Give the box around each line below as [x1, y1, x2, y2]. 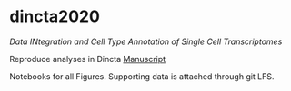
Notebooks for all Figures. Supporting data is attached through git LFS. [9, 70, 275, 82]
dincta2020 [9, 6, 100, 27]
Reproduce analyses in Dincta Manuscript [9, 53, 166, 64]
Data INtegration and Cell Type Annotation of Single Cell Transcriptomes [9, 36, 283, 47]
